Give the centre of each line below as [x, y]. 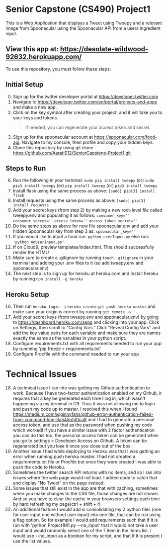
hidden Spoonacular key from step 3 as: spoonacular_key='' [74, 231]
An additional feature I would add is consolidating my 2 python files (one [87, 509]
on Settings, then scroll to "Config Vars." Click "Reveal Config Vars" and [86, 328]
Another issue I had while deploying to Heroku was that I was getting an [86, 452]
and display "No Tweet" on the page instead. [59, 483]
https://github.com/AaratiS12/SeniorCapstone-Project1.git [72, 153]
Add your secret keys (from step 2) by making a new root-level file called [87, 210]
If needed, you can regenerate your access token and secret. [88, 127]
